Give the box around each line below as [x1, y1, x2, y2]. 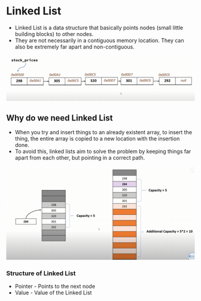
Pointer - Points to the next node [14, 283, 96, 290]
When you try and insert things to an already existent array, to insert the [14, 129, 193, 136]
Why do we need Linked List [6, 113, 113, 123]
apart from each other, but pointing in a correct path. [14, 154, 145, 161]
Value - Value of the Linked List [14, 289, 92, 296]
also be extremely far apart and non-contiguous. [14, 43, 135, 50]
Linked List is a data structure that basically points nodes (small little [14, 24, 184, 31]
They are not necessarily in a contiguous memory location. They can [14, 37, 184, 44]
